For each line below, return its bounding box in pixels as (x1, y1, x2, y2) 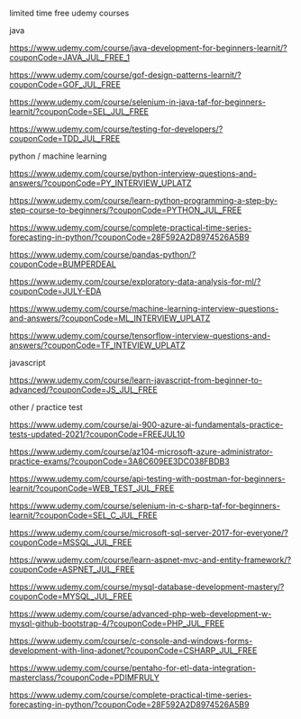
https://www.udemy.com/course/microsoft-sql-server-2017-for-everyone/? (9, 527, 288, 538)
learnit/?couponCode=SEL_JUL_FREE (9, 106, 149, 116)
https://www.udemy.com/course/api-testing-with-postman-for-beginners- (9, 473, 286, 484)
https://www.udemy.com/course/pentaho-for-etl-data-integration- (9, 662, 257, 673)
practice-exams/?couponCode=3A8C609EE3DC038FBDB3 (9, 456, 230, 467)
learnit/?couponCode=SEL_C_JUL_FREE (9, 510, 158, 521)
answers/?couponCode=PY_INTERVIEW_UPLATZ (9, 177, 192, 188)
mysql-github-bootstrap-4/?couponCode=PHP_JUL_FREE (9, 618, 225, 629)
